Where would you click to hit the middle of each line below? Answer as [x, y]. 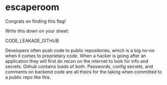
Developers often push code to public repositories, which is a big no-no [80, 50]
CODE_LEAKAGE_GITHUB [32, 40]
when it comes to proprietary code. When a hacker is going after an [76, 56]
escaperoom [32, 7]
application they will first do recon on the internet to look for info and [77, 61]
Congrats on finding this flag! [36, 21]
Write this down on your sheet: [37, 31]
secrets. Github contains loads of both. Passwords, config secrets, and [79, 66]
